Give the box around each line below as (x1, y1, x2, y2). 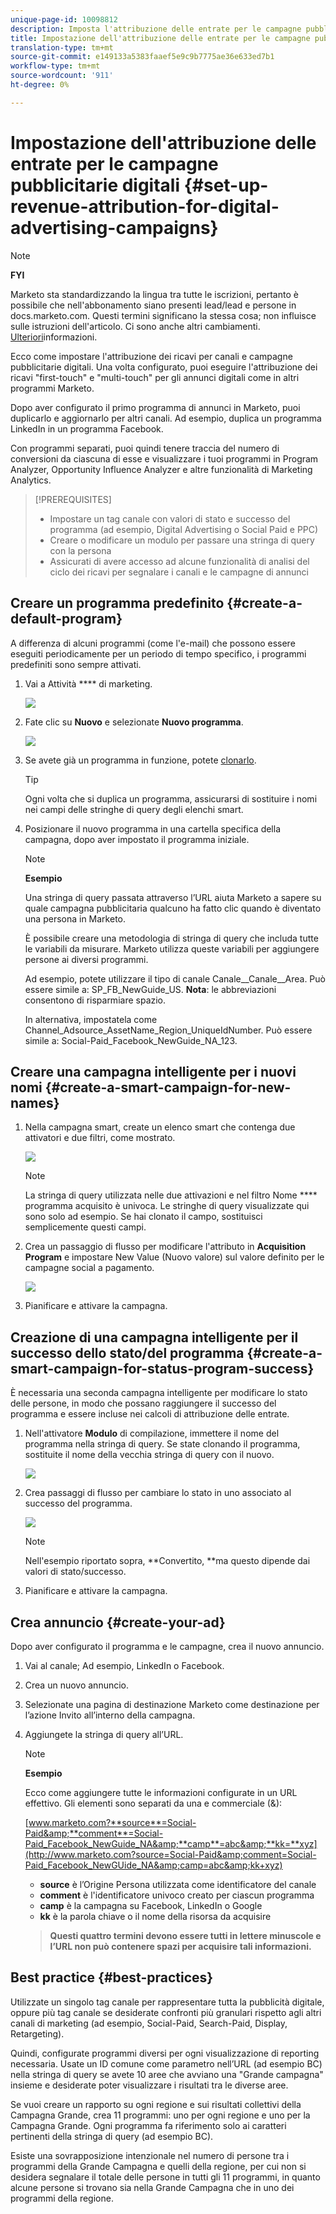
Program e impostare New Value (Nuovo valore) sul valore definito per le (24, 1251, 325, 1263)
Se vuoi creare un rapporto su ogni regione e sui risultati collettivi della (10, 2098, 302, 2110)
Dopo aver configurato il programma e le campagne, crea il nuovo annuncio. (10, 1640, 325, 1652)
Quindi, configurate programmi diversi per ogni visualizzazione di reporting (10, 2047, 320, 2059)
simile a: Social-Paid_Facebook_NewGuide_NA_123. (24, 1034, 238, 1046)
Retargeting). (10, 2027, 65, 2040)
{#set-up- (183, 174, 269, 196)
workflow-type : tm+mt (10, 61, 101, 71)
